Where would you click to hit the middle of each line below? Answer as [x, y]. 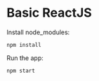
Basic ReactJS [49, 13]
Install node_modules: [38, 32]
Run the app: [25, 58]
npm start [21, 71]
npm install [24, 45]
